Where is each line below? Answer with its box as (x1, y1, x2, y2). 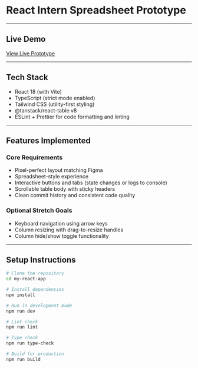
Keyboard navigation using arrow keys (14, 220, 108, 227)
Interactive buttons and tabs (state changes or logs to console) (14, 179, 168, 186)
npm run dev (6, 308, 35, 314)
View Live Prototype (6, 49, 55, 57)
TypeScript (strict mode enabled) (14, 94, 95, 101)
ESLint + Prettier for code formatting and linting (14, 113, 130, 120)
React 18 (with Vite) (14, 88, 62, 95)
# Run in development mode (6, 303, 72, 309)
